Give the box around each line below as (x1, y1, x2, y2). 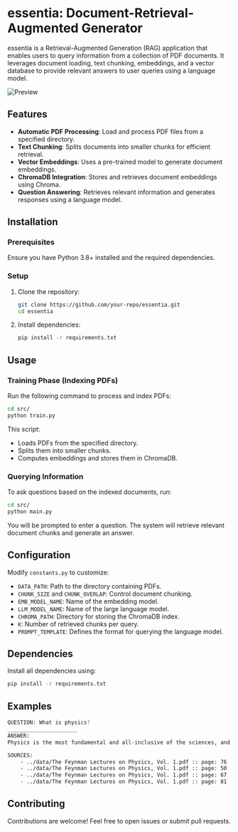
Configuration (7, 549, 71, 562)
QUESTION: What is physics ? (7, 719, 91, 727)
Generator (81, 20, 144, 36)
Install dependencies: (17, 320, 81, 329)
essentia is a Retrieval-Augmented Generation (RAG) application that (7, 43, 208, 52)
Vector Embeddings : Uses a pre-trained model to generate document (17, 157, 223, 166)
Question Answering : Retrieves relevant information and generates (17, 187, 215, 196)
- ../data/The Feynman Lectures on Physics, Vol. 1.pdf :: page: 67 (20, 772, 227, 779)
